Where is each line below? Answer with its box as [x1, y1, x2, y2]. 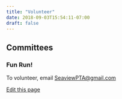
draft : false [6, 20, 39, 26]
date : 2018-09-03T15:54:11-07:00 [6, 14, 90, 21]
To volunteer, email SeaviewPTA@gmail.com [6, 74, 116, 81]
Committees [6, 42, 53, 53]
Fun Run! [6, 60, 33, 69]
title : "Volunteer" [6, 8, 55, 15]
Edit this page [6, 86, 40, 94]
